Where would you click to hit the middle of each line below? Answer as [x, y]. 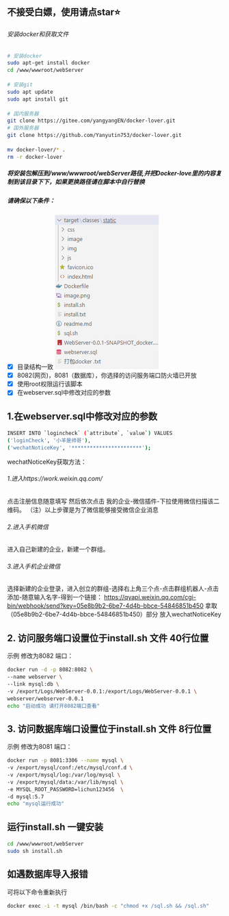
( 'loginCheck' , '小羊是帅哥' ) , [49, 441]
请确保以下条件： [31, 200]
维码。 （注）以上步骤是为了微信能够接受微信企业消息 [83, 510]
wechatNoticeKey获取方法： [47, 462]
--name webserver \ [35, 677]
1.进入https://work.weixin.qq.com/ [55, 479]
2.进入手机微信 [28, 527]
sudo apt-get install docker [49, 63]
